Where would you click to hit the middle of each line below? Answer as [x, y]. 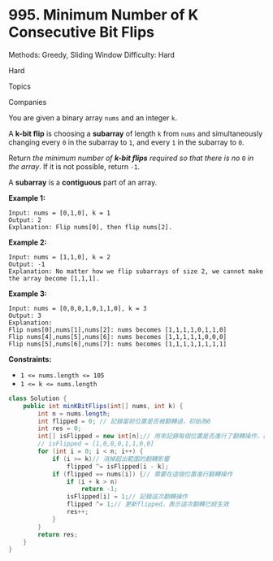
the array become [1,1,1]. [54, 278]
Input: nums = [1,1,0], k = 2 [60, 257]
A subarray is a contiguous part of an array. [83, 182]
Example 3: [28, 294]
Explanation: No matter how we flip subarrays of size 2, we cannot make [136, 271]
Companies [28, 102]
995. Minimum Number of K [104, 15]
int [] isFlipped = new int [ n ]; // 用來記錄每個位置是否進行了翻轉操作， [150, 437]
